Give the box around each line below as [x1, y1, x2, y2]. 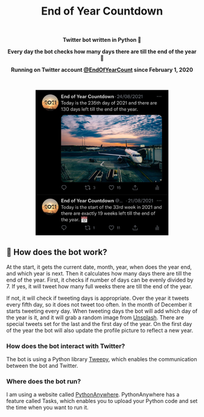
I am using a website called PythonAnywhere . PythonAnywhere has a [6, 391, 180, 398]
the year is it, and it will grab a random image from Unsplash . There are [6, 314, 184, 321]
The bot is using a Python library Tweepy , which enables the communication [6, 355, 197, 362]
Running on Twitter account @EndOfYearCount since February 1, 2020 [11, 66, 193, 73]
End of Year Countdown [41, 4, 163, 18]
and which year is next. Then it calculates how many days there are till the [6, 270, 191, 277]
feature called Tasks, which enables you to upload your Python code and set [6, 398, 198, 405]
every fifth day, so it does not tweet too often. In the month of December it [6, 300, 192, 308]
